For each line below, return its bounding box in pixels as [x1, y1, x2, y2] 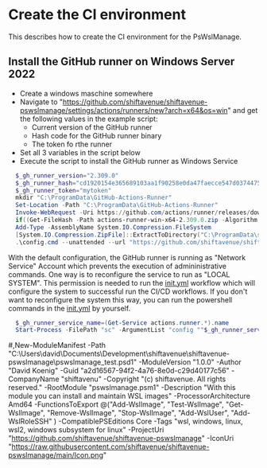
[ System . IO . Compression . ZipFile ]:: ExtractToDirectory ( [15, 231, 201, 239]
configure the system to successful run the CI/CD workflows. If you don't [8, 287, 248, 296]
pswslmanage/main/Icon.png [8, 450, 103, 460]
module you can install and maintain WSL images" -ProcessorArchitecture [8, 392, 250, 401]
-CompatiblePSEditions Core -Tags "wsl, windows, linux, [58, 416, 244, 427]
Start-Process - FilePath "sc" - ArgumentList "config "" [15, 326, 204, 334]
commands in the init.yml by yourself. [8, 303, 131, 313]
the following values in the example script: [19, 114, 158, 123]
